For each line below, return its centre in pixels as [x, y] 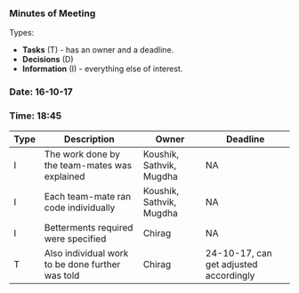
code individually [80, 208]
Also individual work [86, 253]
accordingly [230, 275]
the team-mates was [88, 165]
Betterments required [89, 227]
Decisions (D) [48, 60]
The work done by [82, 154]
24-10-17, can [239, 253]
